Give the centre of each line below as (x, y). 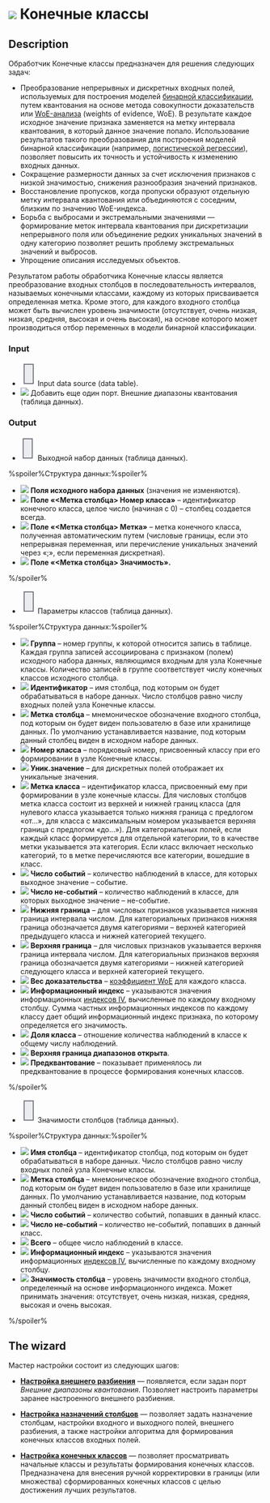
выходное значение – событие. (74, 882)
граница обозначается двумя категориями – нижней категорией (132, 963)
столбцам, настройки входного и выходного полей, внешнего (127, 1423)
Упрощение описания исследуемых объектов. (100, 260)
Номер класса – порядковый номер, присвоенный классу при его (145, 749)
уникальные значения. (59, 776)
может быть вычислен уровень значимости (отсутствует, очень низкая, (133, 310)
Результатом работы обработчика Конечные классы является (116, 276)
